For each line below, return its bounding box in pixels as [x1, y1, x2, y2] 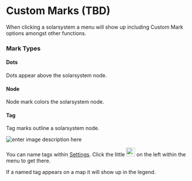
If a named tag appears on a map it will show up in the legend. [6, 169, 156, 176]
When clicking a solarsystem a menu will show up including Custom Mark [6, 23, 183, 30]
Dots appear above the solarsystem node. [6, 72, 107, 79]
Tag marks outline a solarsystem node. [6, 125, 100, 132]
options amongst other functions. [6, 29, 87, 36]
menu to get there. [6, 157, 51, 165]
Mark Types [6, 44, 41, 52]
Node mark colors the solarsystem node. [6, 98, 104, 105]
